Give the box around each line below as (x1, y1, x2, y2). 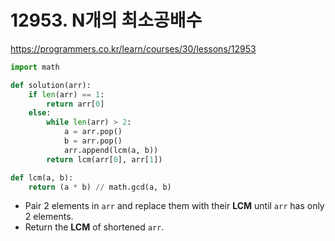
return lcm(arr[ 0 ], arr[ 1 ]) (46, 154, 163, 165)
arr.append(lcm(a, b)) (63, 145, 159, 155)
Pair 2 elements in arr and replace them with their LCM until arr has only (24, 200, 325, 212)
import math (10, 62, 60, 72)
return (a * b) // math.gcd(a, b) (28, 182, 172, 192)
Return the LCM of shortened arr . (24, 221, 165, 233)
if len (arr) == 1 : (28, 89, 105, 100)
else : (28, 108, 52, 118)
